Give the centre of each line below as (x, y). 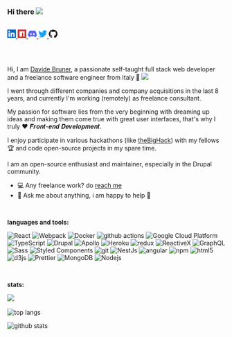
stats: (16, 285)
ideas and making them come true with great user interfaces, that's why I (111, 119)
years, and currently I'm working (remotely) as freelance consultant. (104, 98)
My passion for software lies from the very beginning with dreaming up (108, 112)
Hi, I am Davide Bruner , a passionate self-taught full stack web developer (111, 69)
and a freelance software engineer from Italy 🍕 (74, 78)
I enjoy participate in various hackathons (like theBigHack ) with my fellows (113, 140)
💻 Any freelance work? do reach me (70, 185)
